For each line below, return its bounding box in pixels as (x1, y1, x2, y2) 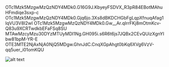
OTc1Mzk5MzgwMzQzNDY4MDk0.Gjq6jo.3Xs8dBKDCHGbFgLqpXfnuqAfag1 (5, 15, 164, 20)
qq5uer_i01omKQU (5, 47, 44, 52)
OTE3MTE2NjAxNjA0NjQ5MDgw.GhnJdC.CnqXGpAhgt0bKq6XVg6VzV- (5, 41, 154, 47)
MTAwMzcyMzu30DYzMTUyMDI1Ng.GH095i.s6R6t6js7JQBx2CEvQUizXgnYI (5, 31, 164, 36)
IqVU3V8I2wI (5, 20, 33, 26)
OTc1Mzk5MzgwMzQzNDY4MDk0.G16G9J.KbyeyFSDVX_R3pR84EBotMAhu (5, 4, 163, 10)
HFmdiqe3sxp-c (5, 9, 39, 15)
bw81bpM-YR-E (5, 36, 38, 42)
